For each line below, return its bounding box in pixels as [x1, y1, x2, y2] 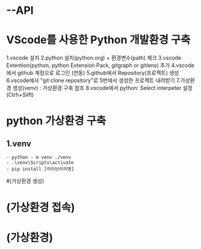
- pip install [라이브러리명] [6, 166, 75, 172]
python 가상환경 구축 [6, 114, 107, 128]
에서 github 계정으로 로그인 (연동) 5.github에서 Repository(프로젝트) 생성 [6, 69, 179, 77]
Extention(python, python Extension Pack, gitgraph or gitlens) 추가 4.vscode [6, 61, 194, 69]
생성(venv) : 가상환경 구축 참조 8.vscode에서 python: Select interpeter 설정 [12, 84, 193, 92]
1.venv [6, 138, 32, 148]
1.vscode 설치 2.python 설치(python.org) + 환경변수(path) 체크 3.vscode [6, 54, 182, 61]
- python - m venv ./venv [6, 154, 71, 160]
